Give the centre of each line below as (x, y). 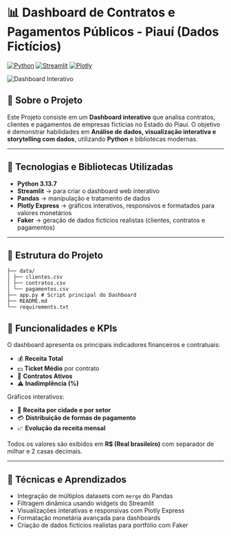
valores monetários (44, 212)
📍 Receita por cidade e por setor (64, 410)
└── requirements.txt (38, 307)
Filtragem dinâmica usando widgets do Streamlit (86, 503)
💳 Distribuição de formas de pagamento (76, 418)
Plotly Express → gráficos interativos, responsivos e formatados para (116, 205)
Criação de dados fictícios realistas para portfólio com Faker (103, 525)
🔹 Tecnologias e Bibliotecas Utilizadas (90, 167)
